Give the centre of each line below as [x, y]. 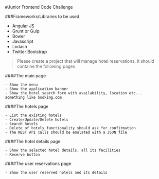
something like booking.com [34, 97]
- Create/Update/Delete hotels [37, 120]
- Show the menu [21, 85]
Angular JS [23, 26]
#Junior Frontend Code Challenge [39, 7]
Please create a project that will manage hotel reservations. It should [86, 61]
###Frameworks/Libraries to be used [42, 16]
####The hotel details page [33, 141]
